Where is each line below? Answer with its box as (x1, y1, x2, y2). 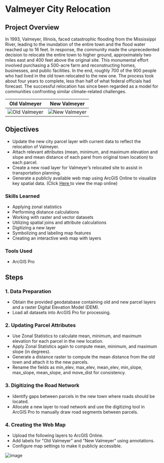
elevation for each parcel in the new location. (12, 338, 104, 344)
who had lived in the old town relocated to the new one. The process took (5, 73, 154, 78)
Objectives (5, 125, 39, 134)
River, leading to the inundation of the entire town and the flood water (5, 41, 146, 47)
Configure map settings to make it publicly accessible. (12, 443, 122, 449)
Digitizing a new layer (12, 225, 56, 231)
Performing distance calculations (12, 209, 80, 215)
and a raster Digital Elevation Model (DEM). (12, 304, 100, 310)
